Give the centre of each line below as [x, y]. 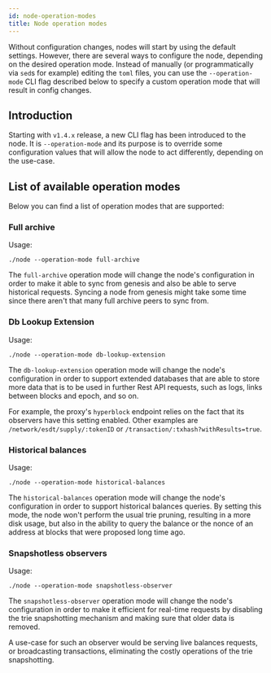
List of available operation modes [94, 187]
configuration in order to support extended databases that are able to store [134, 378]
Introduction [41, 115]
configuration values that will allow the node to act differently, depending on [136, 152]
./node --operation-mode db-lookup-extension [87, 355]
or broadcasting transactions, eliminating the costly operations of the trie [131, 651]
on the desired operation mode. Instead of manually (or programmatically [131, 64]
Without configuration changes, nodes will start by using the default [122, 46]
